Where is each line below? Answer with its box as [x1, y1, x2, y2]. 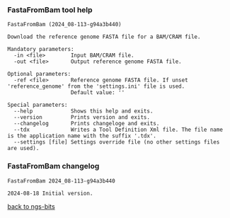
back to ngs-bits [7, 202, 55, 210]
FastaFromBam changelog [7, 161, 100, 171]
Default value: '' [70, 89, 125, 96]
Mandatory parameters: [7, 46, 74, 53]
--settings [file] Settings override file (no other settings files [13, 139, 220, 146]
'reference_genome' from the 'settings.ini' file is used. [7, 83, 185, 90]
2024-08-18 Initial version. [7, 190, 93, 197]
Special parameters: [7, 101, 69, 109]
